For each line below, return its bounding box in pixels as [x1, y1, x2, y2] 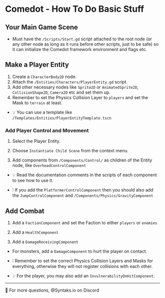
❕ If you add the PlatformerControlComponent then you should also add [12, 187, 154, 193]
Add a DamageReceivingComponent [12, 239, 79, 244]
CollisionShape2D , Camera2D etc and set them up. [12, 89, 110, 95]
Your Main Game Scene [5, 23, 78, 31]
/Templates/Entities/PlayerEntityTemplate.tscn [12, 115, 111, 121]
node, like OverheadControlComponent [12, 163, 86, 168]
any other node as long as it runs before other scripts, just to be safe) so [12, 41, 159, 47]
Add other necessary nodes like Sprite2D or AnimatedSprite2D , [12, 84, 139, 90]
